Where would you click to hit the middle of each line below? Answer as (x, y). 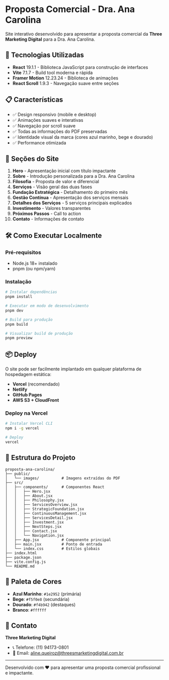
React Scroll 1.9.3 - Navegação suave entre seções (66, 83)
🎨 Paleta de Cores (33, 582)
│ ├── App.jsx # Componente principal (58, 540)
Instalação (18, 281)
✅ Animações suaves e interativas (48, 120)
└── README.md (20, 566)
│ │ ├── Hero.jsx (28, 491)
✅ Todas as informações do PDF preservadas (60, 131)
